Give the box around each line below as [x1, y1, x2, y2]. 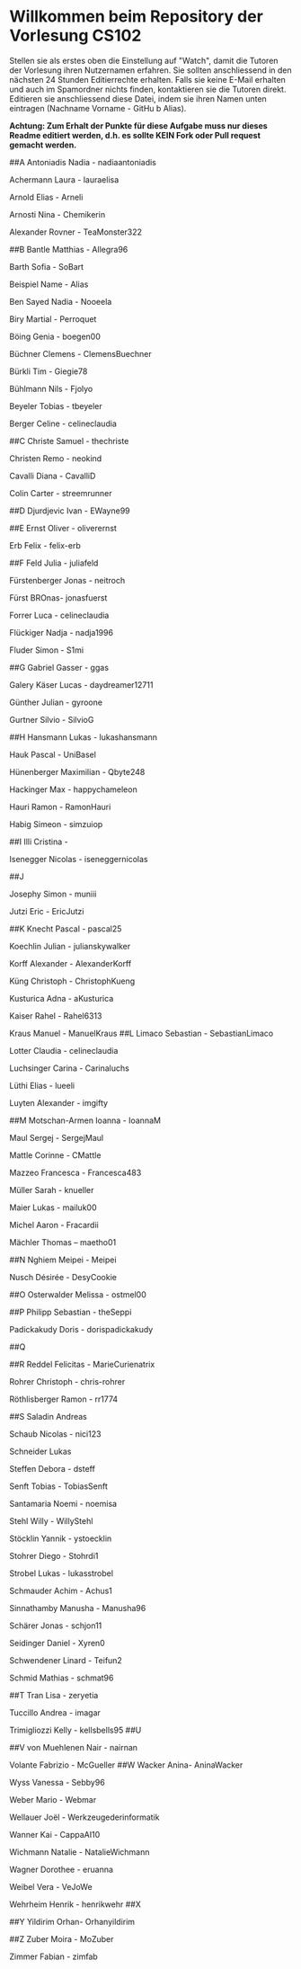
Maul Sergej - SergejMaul [9, 1132, 104, 1143]
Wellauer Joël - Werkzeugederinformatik [9, 1812, 160, 1822]
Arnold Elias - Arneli [9, 192, 84, 202]
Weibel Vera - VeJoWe [9, 1881, 93, 1892]
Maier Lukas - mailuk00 [9, 1202, 97, 1213]
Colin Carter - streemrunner [9, 487, 112, 498]
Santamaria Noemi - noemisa [9, 1498, 118, 1509]
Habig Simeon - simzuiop [9, 818, 103, 829]
